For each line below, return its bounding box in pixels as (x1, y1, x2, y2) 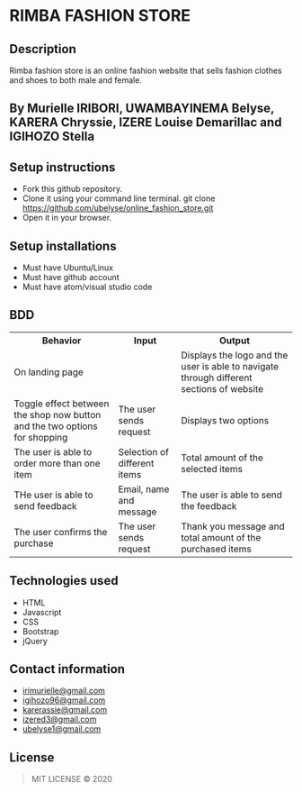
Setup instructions (9, 159, 116, 175)
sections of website (181, 382, 263, 395)
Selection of (118, 445, 169, 458)
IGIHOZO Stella (9, 129, 95, 144)
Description (9, 41, 76, 57)
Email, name (118, 483, 170, 496)
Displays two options (181, 414, 270, 426)
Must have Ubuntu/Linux (22, 262, 114, 273)
